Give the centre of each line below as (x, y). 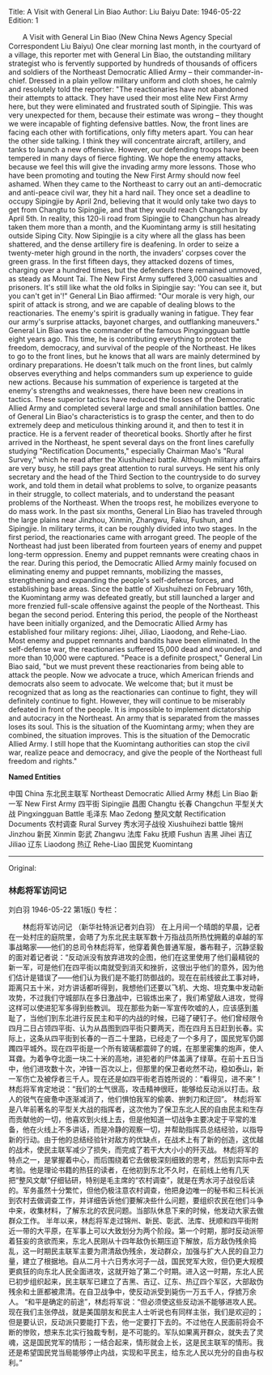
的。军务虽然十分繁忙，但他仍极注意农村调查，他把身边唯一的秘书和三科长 (132, 1190)
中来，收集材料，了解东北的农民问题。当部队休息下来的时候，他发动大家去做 (136, 1210)
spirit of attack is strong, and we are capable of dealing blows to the (122, 304)
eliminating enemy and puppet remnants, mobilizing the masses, (116, 572)
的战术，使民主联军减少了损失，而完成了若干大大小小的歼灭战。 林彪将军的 (134, 1150)
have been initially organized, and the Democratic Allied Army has (118, 623)
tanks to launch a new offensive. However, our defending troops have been (134, 150)
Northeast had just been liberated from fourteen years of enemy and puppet (135, 546)
